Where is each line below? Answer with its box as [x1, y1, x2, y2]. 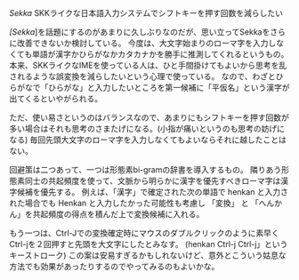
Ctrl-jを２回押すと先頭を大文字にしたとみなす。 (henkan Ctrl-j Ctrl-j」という [9, 239, 288, 249]
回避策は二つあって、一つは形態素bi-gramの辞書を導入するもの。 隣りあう [9, 164, 282, 175]
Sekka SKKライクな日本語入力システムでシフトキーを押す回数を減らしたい [9, 8, 283, 18]
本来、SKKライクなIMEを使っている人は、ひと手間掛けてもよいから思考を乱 [9, 60, 287, 70]
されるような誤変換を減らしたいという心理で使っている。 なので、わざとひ [9, 71, 284, 82]
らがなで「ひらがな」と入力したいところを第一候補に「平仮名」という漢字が [9, 83, 290, 92]
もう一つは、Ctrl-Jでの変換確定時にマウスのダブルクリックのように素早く [9, 228, 280, 238]
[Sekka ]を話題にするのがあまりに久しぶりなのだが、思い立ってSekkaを [9, 27, 271, 37]
